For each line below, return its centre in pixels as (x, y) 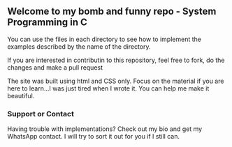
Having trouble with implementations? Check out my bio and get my (105, 129)
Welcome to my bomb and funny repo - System (112, 11)
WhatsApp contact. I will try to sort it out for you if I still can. (94, 137)
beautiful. (21, 95)
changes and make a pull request (55, 67)
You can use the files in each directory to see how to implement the (104, 39)
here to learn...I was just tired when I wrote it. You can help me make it (108, 88)
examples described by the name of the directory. (79, 46)
